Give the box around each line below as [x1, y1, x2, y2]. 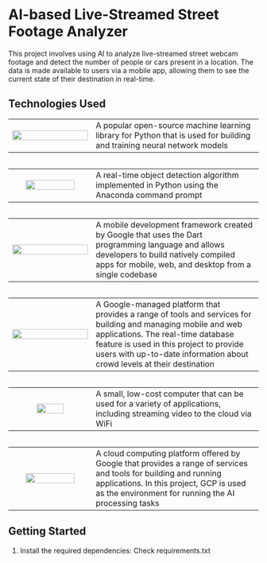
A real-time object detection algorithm [95, 169, 239, 181]
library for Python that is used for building [95, 130, 251, 141]
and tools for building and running [95, 468, 222, 479]
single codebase [95, 269, 157, 280]
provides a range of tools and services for [95, 309, 252, 320]
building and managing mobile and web [95, 318, 242, 329]
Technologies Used [8, 97, 106, 111]
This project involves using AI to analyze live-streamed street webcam [8, 49, 238, 58]
